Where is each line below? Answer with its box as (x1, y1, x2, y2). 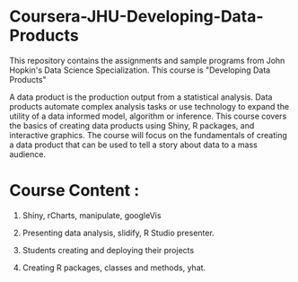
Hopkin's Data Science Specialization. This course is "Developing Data (9, 65, 271, 75)
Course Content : (9, 181, 140, 201)
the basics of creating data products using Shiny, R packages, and (9, 119, 255, 131)
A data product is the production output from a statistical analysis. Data (9, 92, 273, 102)
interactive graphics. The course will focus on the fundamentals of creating (9, 129, 287, 140)
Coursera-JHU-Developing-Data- (9, 6, 264, 27)
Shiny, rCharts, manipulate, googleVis (22, 209, 162, 221)
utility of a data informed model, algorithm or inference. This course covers (9, 110, 287, 121)
